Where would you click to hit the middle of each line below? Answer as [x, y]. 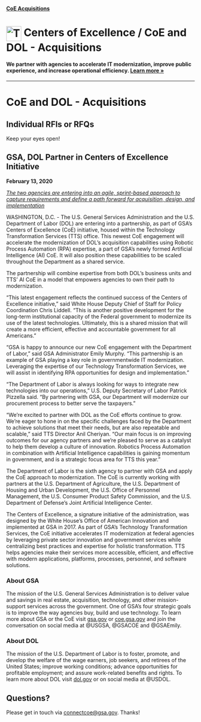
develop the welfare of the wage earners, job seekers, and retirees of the [96, 660]
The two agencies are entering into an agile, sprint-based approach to [93, 193]
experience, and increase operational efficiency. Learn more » [85, 71]
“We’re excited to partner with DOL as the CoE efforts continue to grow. [94, 415]
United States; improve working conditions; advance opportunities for [92, 666]
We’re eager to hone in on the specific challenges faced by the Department [99, 421]
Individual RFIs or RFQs [50, 124]
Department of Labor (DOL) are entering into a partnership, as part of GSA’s [99, 223]
